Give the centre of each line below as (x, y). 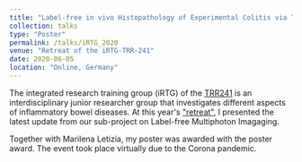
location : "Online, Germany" (64, 68)
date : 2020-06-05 (42, 59)
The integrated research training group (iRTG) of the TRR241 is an (131, 93)
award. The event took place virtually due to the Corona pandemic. (133, 148)
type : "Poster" (38, 34)
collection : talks (44, 26)
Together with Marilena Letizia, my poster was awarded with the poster (141, 139)
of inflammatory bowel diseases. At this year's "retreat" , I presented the (142, 112)
